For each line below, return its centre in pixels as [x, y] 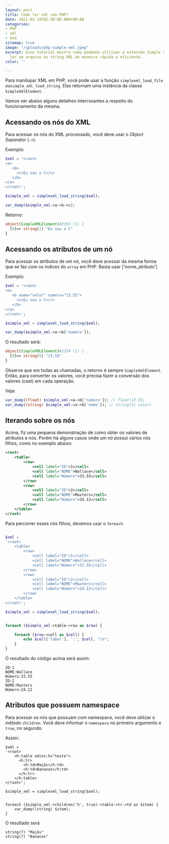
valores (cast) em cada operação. [40, 381]
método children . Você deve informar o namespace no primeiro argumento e [83, 723]
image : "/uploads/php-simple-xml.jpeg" [47, 48]
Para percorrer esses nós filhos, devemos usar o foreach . [65, 523]
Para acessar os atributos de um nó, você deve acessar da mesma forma [81, 261]
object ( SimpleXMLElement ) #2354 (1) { [45, 351]
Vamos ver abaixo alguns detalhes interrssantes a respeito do [69, 101]
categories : [18, 24]
